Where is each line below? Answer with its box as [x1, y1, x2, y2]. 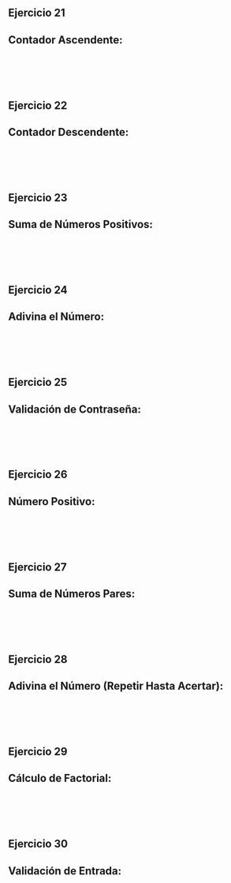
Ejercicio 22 [8, 99, 68, 112]
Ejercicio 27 [8, 560, 67, 574]
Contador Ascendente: [8, 33, 124, 47]
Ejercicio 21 [8, 6, 65, 20]
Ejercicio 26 [8, 468, 68, 481]
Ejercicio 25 [8, 376, 68, 389]
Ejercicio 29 [8, 745, 68, 758]
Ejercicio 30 [8, 837, 69, 851]
